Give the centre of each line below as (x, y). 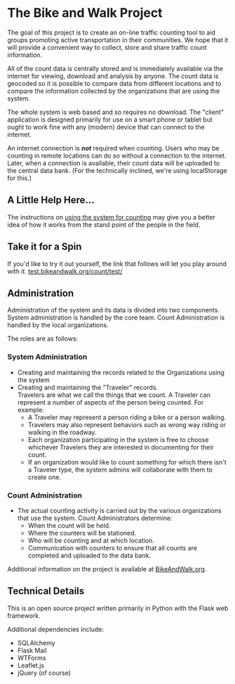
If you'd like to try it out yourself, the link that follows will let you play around (117, 264)
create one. (45, 477)
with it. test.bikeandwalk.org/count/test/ (65, 271)
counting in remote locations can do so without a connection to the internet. (117, 156)
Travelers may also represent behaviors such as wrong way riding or (127, 424)
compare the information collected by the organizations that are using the (114, 91)
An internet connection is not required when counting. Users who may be (113, 148)
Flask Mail (32, 650)
